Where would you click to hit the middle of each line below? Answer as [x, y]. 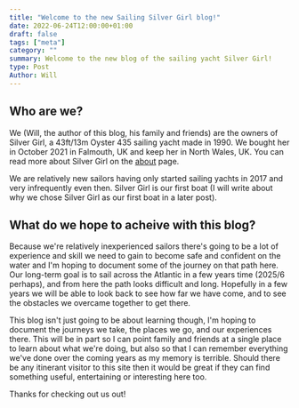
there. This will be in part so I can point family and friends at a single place [145, 340]
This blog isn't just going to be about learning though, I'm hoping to [133, 320]
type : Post [29, 68]
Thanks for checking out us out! [68, 394]
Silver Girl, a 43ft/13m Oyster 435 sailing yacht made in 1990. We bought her [149, 142]
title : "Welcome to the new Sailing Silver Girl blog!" [115, 17]
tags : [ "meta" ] [37, 42]
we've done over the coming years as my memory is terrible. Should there [145, 358]
